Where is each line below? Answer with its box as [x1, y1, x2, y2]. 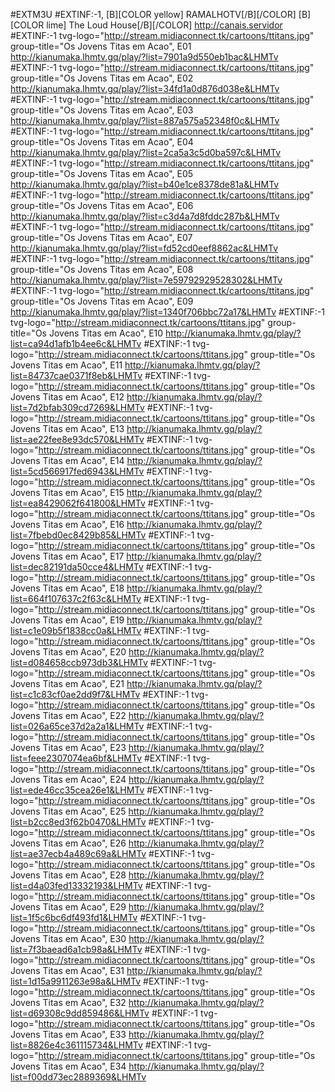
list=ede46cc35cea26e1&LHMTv [10, 784, 145, 796]
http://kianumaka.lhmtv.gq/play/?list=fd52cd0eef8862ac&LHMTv [10, 242, 279, 254]
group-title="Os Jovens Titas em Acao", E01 [10, 40, 192, 52]
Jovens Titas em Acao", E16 [10, 519, 125, 530]
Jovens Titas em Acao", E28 [10, 869, 127, 881]
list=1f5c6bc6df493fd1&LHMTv [10, 912, 138, 923]
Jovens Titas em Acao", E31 [10, 965, 125, 976]
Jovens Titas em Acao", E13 [10, 423, 125, 434]
